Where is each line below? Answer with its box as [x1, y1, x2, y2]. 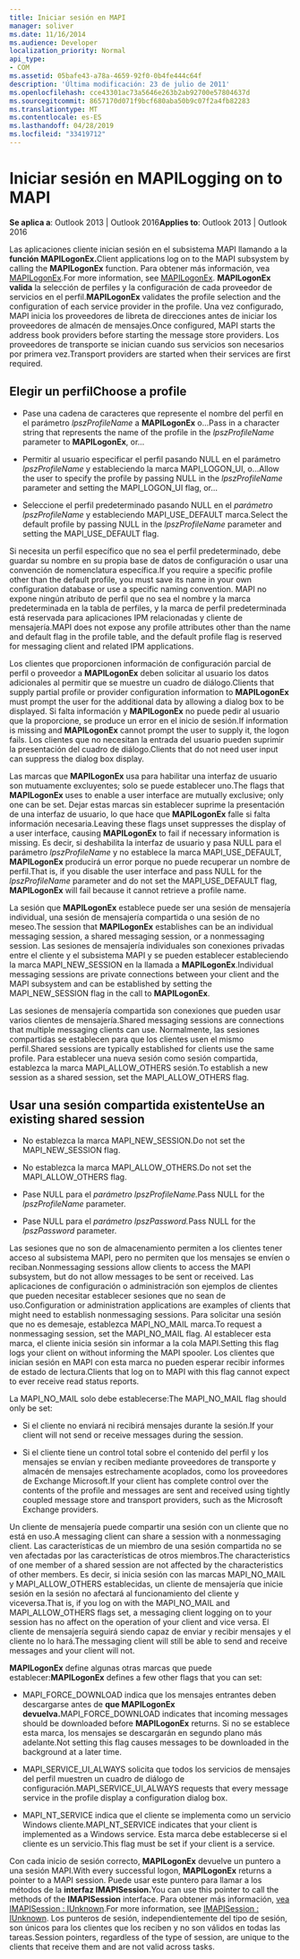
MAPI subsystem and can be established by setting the [9, 978, 212, 989]
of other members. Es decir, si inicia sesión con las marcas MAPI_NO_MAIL [9, 1569, 287, 1580]
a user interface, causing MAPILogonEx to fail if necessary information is [9, 828, 280, 838]
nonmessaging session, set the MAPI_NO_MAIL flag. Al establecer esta [9, 1328, 271, 1339]
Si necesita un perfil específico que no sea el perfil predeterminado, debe [9, 546, 281, 556]
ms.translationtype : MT [9, 105, 99, 114]
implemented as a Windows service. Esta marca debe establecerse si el [21, 1829, 287, 1840]
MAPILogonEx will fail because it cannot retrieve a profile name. [9, 884, 247, 896]
